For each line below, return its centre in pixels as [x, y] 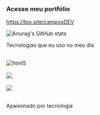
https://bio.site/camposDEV [40, 22]
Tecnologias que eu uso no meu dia [50, 45]
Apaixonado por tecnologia [40, 106]
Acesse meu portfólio [38, 9]
